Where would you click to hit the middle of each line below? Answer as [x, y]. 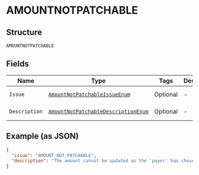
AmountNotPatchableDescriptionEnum [99, 111]
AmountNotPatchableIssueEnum [89, 94]
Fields [18, 64]
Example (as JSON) [42, 136]
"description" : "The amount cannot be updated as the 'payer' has [95, 161]
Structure [24, 32]
